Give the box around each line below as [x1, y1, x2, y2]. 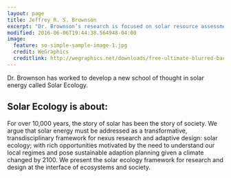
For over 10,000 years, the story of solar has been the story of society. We [7, 119, 218, 127]
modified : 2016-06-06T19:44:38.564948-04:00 [7, 29, 137, 36]
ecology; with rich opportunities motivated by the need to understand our [7, 141, 215, 149]
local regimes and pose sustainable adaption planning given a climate [7, 148, 204, 157]
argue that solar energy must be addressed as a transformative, [7, 126, 188, 135]
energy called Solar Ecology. [7, 80, 88, 89]
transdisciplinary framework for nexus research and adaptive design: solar [7, 133, 218, 142]
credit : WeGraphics [13, 49, 69, 56]
